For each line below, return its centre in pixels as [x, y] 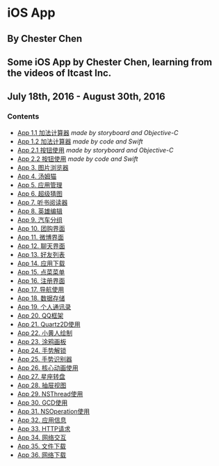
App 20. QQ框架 [40, 316]
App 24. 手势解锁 [42, 350]
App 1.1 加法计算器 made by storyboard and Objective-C [98, 132]
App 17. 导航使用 [41, 289]
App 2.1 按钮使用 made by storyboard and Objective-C [95, 150]
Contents [23, 116]
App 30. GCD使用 [42, 403]
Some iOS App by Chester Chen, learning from [110, 62]
